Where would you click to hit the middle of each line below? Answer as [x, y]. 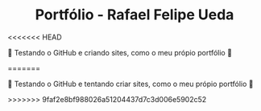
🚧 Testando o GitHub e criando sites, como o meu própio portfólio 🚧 [120, 52]
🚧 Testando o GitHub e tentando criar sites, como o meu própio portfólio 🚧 [130, 84]
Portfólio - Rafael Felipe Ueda [135, 15]
